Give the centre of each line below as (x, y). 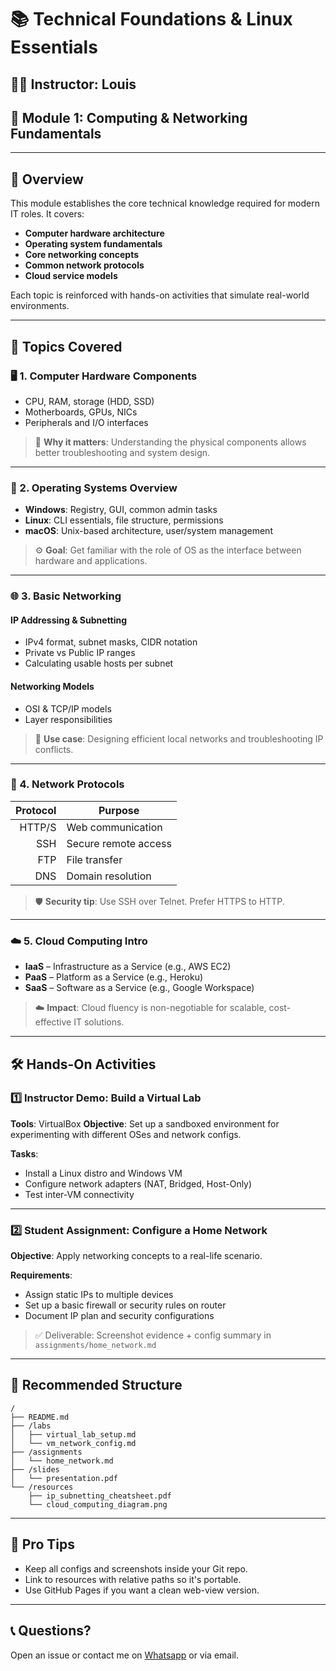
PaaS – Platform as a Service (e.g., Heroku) (114, 977)
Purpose (119, 810)
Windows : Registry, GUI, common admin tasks (121, 510)
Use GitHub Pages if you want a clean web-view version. (142, 1590)
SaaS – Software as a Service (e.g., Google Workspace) (139, 988)
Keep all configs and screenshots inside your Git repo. (136, 1568)
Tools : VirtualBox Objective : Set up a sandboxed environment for (145, 1123)
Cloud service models (71, 276)
